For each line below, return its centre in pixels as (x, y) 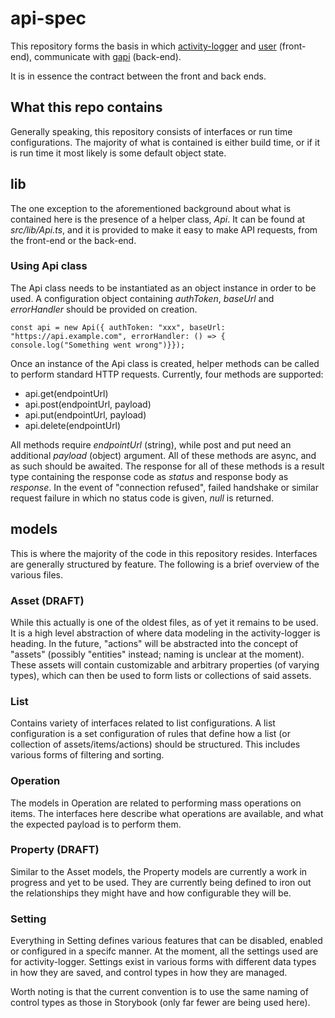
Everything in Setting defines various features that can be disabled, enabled (166, 941)
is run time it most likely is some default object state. (118, 153)
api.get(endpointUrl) (66, 393)
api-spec (48, 18)
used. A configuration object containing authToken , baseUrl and (142, 298)
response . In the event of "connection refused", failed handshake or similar (164, 487)
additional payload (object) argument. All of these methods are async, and (163, 455)
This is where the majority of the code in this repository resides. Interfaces (164, 553)
